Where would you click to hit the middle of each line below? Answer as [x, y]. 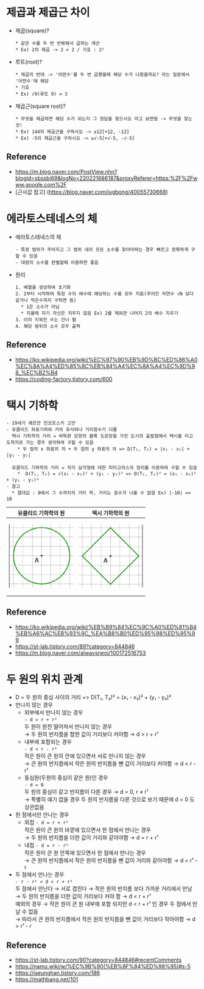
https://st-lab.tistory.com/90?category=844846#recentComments [98, 960]
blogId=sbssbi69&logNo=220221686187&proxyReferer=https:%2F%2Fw [106, 178]
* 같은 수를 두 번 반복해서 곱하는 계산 [58, 43]
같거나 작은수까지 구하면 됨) [46, 300]
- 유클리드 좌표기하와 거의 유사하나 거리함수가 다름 [62, 430]
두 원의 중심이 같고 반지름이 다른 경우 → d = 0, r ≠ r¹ [86, 792]
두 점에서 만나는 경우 [40, 875]
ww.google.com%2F [41, 184]
